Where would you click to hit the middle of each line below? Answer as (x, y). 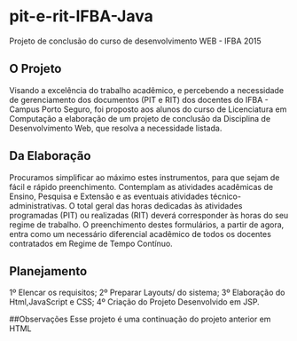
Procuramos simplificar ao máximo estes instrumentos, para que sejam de (145, 177)
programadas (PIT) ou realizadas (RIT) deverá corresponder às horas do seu (149, 215)
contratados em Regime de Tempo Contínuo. (91, 243)
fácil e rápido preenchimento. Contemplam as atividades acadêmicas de (141, 186)
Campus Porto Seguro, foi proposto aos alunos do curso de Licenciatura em (148, 109)
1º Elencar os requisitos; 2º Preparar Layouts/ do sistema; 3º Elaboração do (147, 293)
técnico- (226, 196)
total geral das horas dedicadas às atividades (160, 205)
